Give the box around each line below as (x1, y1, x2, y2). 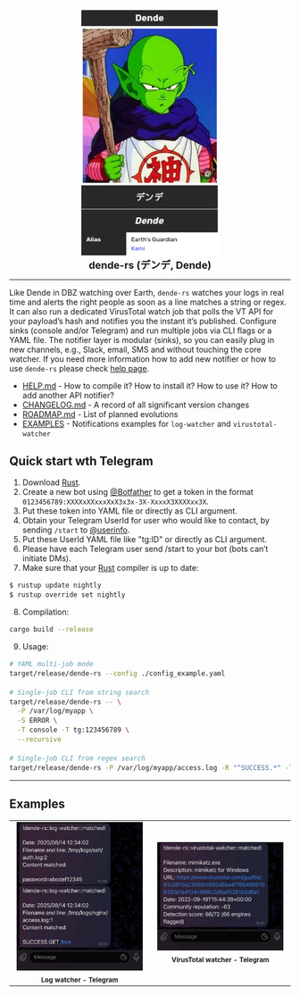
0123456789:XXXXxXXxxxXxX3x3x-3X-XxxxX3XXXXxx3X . (21, 496, 210, 507)
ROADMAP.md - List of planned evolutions (21, 408, 179, 419)
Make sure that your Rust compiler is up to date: (21, 563, 199, 573)
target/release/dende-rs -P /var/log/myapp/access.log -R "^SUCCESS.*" (9, 763, 281, 772)
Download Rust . (21, 477, 81, 488)
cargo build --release (9, 625, 94, 634)
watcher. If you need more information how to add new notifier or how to (9, 353, 277, 364)
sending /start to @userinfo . (21, 524, 130, 535)
